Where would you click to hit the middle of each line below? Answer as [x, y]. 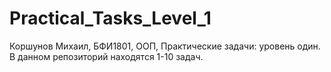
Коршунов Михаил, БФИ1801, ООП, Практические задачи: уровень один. [165, 46]
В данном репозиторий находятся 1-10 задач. [106, 56]
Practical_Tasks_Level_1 [110, 18]
